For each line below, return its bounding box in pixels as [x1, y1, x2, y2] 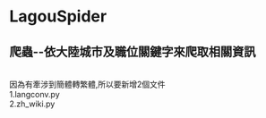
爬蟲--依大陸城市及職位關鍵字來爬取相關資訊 [9, 44, 256, 59]
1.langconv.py [9, 89, 60, 99]
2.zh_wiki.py [9, 98, 56, 109]
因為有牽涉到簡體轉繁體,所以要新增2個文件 [9, 79, 166, 89]
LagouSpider [9, 6, 107, 27]
